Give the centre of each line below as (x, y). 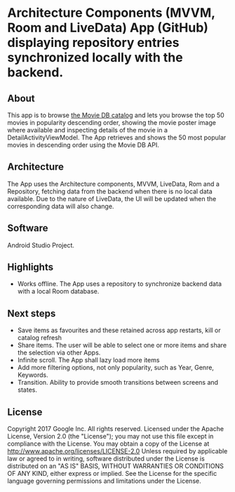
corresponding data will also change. (61, 206)
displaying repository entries (93, 43)
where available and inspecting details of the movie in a (88, 130)
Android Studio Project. (41, 245)
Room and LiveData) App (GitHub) (108, 28)
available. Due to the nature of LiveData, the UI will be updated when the (112, 198)
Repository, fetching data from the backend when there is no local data (110, 191)
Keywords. (33, 375)
